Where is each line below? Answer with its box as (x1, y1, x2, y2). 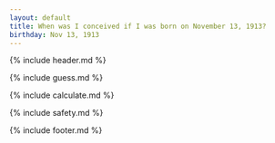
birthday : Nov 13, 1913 (9, 30, 100, 39)
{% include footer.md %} (9, 125, 103, 136)
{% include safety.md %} (9, 108, 104, 119)
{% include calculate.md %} (9, 90, 115, 100)
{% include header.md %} (9, 55, 107, 66)
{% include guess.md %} (9, 72, 103, 83)
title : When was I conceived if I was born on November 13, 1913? (9, 22, 267, 31)
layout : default (9, 13, 71, 23)
